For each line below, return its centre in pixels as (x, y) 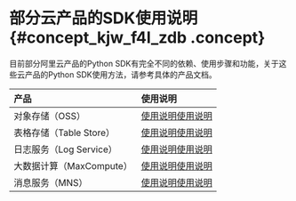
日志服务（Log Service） (65, 149)
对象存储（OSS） (50, 116)
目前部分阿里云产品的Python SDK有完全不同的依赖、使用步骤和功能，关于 (144, 63)
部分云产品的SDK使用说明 (104, 18)
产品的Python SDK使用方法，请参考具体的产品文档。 (120, 74)
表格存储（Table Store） (64, 133)
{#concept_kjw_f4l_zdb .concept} (137, 38)
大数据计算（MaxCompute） (73, 165)
